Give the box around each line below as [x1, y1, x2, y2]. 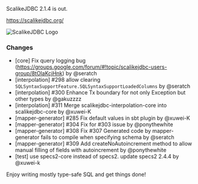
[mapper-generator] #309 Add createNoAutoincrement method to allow [14, 140, 192, 147]
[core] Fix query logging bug [14, 57, 86, 64]
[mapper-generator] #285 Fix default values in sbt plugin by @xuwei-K [14, 114, 190, 122]
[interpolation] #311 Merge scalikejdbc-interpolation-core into [14, 102, 167, 109]
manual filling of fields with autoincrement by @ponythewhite [14, 147, 167, 154]
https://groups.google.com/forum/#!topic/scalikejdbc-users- [17, 63, 167, 71]
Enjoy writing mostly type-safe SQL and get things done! [6, 171, 146, 178]
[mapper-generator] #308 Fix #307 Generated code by [14, 127, 151, 135]
